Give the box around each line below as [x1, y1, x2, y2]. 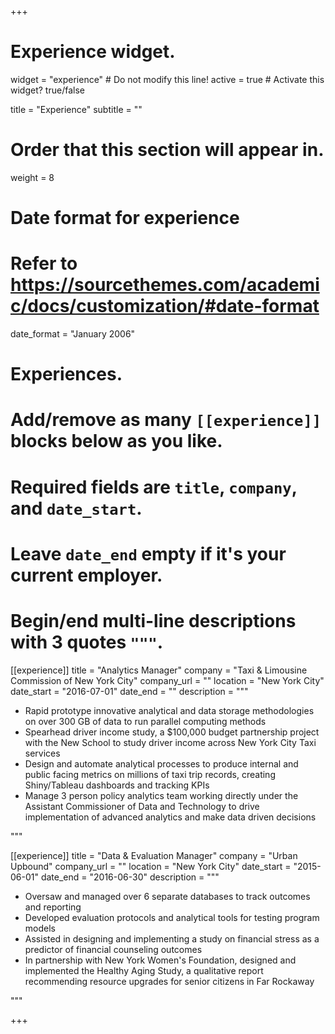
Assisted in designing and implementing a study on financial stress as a [24, 932, 320, 945]
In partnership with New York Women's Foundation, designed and [24, 954, 297, 966]
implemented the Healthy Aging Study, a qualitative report [24, 964, 264, 976]
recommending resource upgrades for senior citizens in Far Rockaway [24, 975, 315, 987]
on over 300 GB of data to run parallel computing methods [24, 715, 267, 727]
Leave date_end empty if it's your [10, 542, 287, 565]
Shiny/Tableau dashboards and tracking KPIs [24, 779, 210, 791]
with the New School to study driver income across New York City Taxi [24, 736, 317, 748]
